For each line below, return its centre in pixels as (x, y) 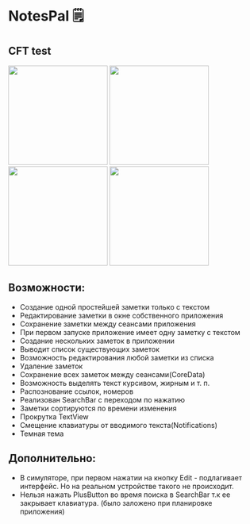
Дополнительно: (52, 458)
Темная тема (42, 433)
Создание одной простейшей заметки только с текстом (115, 306)
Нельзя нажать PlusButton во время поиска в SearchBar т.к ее (125, 495)
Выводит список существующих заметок (90, 349)
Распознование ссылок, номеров (76, 391)
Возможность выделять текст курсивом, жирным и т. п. (115, 383)
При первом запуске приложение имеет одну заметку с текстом (130, 332)
